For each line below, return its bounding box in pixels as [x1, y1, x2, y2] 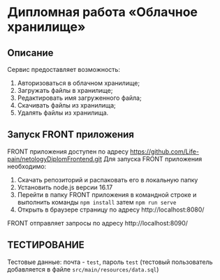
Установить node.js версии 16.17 [17, 183, 113, 191]
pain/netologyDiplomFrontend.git [7, 154, 103, 163]
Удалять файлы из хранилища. [17, 109, 109, 117]
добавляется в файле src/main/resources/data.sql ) [7, 265, 159, 273]
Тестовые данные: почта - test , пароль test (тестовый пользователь [7, 258, 213, 266]
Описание [7, 47, 54, 59]
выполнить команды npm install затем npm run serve [17, 198, 177, 206]
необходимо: [7, 162, 47, 170]
